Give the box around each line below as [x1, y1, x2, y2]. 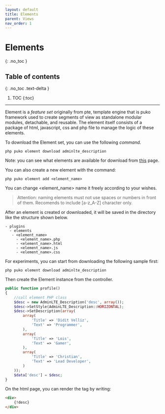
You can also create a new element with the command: [5, 167, 116, 173]
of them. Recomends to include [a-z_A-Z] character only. [17, 200, 133, 206]
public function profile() [5, 286, 60, 291]
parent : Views [5, 16, 34, 21]
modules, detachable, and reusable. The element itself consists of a [5, 120, 142, 125]
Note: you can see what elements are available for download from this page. [5, 157, 160, 163]
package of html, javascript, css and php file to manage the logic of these [5, 125, 154, 130]
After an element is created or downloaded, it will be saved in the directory [5, 209, 156, 215]
